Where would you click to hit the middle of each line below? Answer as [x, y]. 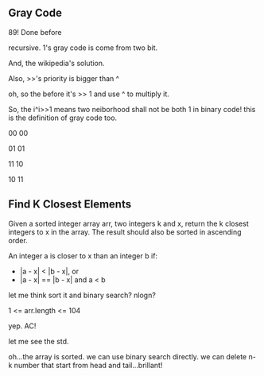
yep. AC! [22, 326]
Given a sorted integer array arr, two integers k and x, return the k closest [128, 223]
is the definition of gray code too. [63, 118]
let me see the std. [39, 341]
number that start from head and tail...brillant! [88, 365]
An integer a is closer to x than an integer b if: [83, 256]
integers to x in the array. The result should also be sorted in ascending [125, 232]
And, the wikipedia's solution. [56, 63]
